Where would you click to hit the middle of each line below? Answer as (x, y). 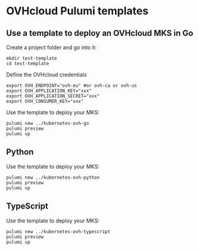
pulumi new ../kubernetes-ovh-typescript (58, 231)
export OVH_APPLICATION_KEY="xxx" (49, 91)
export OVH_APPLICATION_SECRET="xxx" (53, 96)
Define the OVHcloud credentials (46, 75)
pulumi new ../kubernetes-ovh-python (53, 177)
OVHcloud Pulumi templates (77, 11)
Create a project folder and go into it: (52, 47)
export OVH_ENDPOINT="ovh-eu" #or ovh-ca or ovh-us (71, 85)
